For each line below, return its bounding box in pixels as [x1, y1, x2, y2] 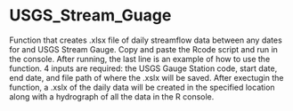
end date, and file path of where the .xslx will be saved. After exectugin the [9, 72, 284, 83]
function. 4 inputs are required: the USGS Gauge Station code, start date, [9, 63, 278, 74]
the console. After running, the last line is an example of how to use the [9, 53, 271, 64]
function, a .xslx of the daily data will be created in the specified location [9, 82, 275, 92]
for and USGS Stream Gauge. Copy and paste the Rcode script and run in [9, 44, 279, 54]
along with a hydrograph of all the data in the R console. [9, 91, 215, 102]
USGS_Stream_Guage [9, 5, 172, 26]
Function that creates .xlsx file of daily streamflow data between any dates [9, 35, 282, 45]
